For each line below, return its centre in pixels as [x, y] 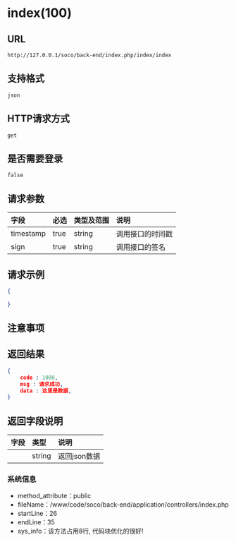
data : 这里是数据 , [46, 391]
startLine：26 [37, 514]
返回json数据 [79, 457]
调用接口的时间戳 [144, 234]
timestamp [29, 234]
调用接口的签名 [141, 247]
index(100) [39, 13]
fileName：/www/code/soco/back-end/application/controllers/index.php [123, 505]
